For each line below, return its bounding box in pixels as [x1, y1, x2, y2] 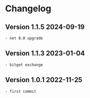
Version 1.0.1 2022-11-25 [5, 76, 83, 84]
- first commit [5, 89, 37, 94]
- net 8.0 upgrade [5, 36, 43, 41]
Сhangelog [5, 3, 51, 14]
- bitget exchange [5, 62, 43, 67]
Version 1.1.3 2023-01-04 [5, 49, 85, 57]
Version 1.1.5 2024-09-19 [5, 23, 85, 31]
